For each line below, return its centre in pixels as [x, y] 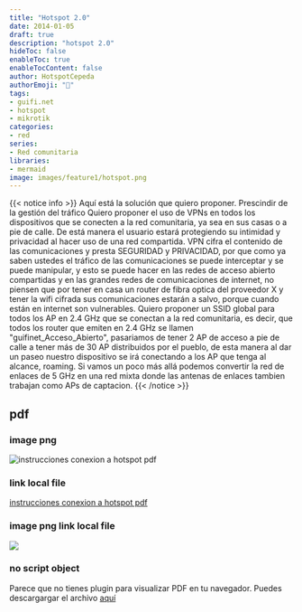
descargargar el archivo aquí [63, 598]
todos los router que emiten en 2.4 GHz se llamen [101, 328]
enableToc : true [40, 60]
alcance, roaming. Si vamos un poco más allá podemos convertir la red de [147, 366]
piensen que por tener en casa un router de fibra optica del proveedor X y [146, 289]
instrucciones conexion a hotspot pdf [78, 503]
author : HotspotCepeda [52, 77]
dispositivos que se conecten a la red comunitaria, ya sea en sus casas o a [148, 222]
